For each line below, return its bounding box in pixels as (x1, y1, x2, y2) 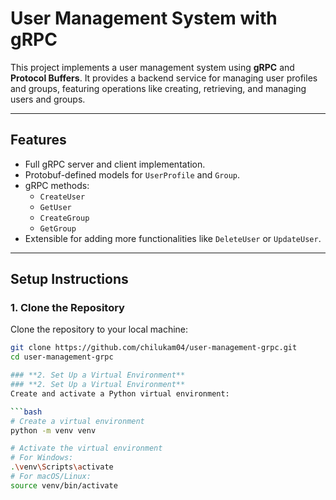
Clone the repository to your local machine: (10, 323, 189, 336)
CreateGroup (39, 213, 90, 223)
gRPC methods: (24, 179, 90, 191)
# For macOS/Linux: (10, 472, 92, 482)
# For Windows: (10, 453, 74, 463)
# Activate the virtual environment (10, 443, 163, 454)
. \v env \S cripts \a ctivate (10, 462, 114, 472)
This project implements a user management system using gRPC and (10, 61, 295, 73)
